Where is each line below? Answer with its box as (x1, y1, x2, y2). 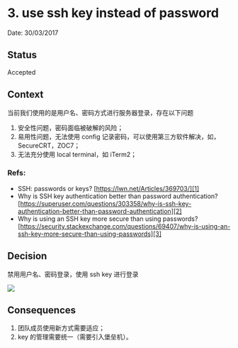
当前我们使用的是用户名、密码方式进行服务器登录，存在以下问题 (7, 108, 193, 116)
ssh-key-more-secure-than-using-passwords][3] (17, 229, 161, 238)
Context (7, 89, 44, 101)
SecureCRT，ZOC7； (17, 141, 80, 150)
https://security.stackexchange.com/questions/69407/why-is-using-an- (20, 222, 231, 230)
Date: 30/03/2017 (7, 28, 59, 37)
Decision (7, 250, 47, 262)
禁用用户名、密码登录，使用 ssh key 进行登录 (7, 270, 139, 278)
